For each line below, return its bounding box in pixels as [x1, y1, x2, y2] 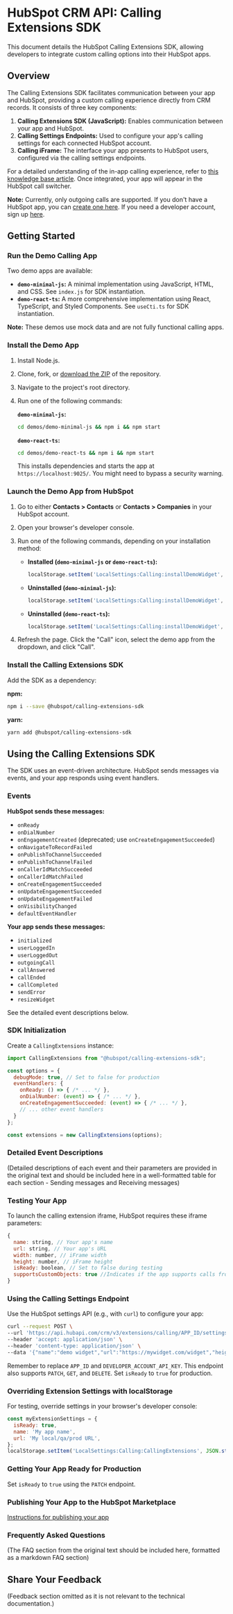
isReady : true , [13, 1422, 58, 1429]
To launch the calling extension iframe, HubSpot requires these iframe [7, 1211, 207, 1220]
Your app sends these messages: [7, 922, 105, 931]
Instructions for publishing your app [7, 1513, 110, 1521]
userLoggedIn [17, 944, 55, 952]
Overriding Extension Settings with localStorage [7, 1386, 173, 1396]
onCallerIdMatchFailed [17, 873, 83, 880]
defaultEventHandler [17, 910, 77, 917]
